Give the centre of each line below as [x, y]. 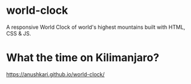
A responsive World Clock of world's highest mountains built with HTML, [96, 27]
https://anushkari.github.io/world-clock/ [55, 74]
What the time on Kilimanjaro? [83, 58]
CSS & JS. [19, 33]
